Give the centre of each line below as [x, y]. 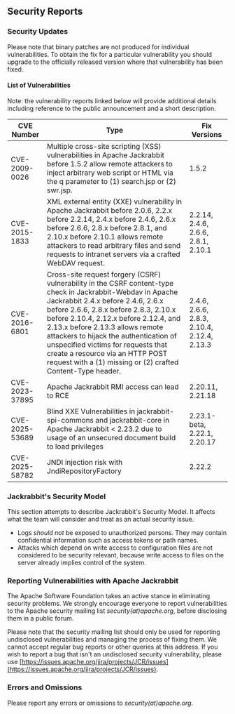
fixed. [15, 69]
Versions [207, 134]
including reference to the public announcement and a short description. [112, 108]
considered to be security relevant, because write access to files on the [121, 555]
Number [26, 134]
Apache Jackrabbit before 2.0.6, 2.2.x [109, 210]
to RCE [58, 395]
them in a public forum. [41, 619]
